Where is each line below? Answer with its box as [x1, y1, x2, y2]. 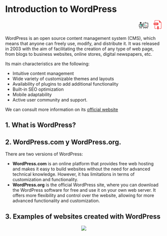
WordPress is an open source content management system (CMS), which [5, 35, 156, 41]
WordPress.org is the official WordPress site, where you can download [12, 182, 159, 188]
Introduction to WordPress [5, 3, 117, 15]
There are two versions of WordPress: [5, 151, 83, 157]
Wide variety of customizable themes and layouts [12, 76, 114, 82]
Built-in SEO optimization [12, 86, 64, 92]
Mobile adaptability [12, 91, 52, 98]
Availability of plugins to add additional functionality [12, 81, 119, 87]
